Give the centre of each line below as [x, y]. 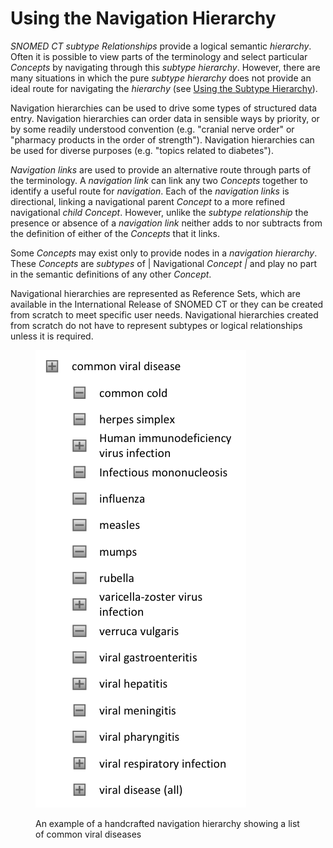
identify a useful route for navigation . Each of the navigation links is [150, 191]
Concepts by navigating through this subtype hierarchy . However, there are [165, 67]
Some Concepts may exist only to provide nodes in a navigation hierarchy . [164, 253]
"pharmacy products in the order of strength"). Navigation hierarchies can [162, 139]
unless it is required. [52, 336]
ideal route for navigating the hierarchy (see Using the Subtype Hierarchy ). [164, 88]
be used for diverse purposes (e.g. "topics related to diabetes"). [142, 150]
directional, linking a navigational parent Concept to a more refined [147, 201]
